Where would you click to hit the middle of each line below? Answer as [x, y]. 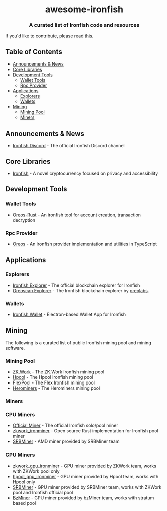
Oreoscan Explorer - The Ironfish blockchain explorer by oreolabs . [81, 290]
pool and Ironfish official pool [43, 492]
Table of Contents [34, 52]
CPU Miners [20, 414]
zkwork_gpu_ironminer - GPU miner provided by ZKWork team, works [85, 466]
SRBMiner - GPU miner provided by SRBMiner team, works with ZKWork [87, 487]
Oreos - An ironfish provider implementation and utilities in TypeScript [85, 244]
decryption [24, 220]
